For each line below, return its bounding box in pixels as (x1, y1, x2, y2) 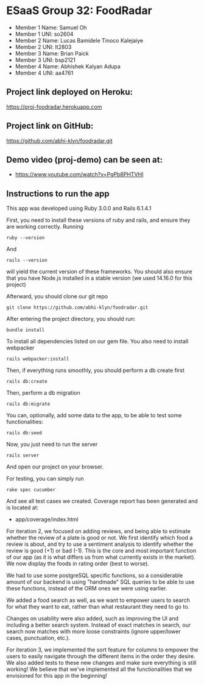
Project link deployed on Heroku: (6, 87, 133, 98)
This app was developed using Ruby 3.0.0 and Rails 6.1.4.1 (6, 205, 152, 212)
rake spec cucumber (6, 487, 56, 493)
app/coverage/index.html (15, 516, 79, 523)
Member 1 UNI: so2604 (15, 30, 74, 37)
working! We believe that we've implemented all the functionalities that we (6, 665, 192, 673)
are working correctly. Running (6, 223, 84, 231)
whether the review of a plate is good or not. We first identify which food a (6, 534, 193, 542)
